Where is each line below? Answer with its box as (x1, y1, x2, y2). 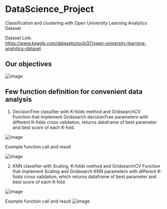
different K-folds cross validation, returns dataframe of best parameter (12, 119, 157, 125)
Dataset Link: (5, 35, 32, 41)
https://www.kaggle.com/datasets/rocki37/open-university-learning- (5, 40, 147, 46)
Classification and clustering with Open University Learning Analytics (5, 20, 148, 26)
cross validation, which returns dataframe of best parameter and (24, 173, 157, 180)
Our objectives (5, 60, 52, 68)
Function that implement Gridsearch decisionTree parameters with (12, 113, 149, 120)
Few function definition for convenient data (5, 88, 143, 96)
